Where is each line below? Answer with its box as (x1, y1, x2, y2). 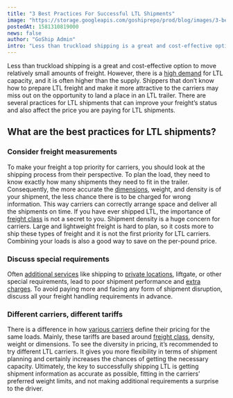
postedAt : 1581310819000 (7, 23, 79, 30)
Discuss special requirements (7, 254, 110, 264)
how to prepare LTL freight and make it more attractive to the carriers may (7, 84, 219, 92)
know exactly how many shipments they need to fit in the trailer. (7, 177, 189, 186)
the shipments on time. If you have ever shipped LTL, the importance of (7, 207, 212, 216)
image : (7, 17, 26, 24)
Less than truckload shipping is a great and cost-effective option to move (7, 62, 217, 70)
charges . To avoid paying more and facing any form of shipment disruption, (7, 285, 223, 293)
